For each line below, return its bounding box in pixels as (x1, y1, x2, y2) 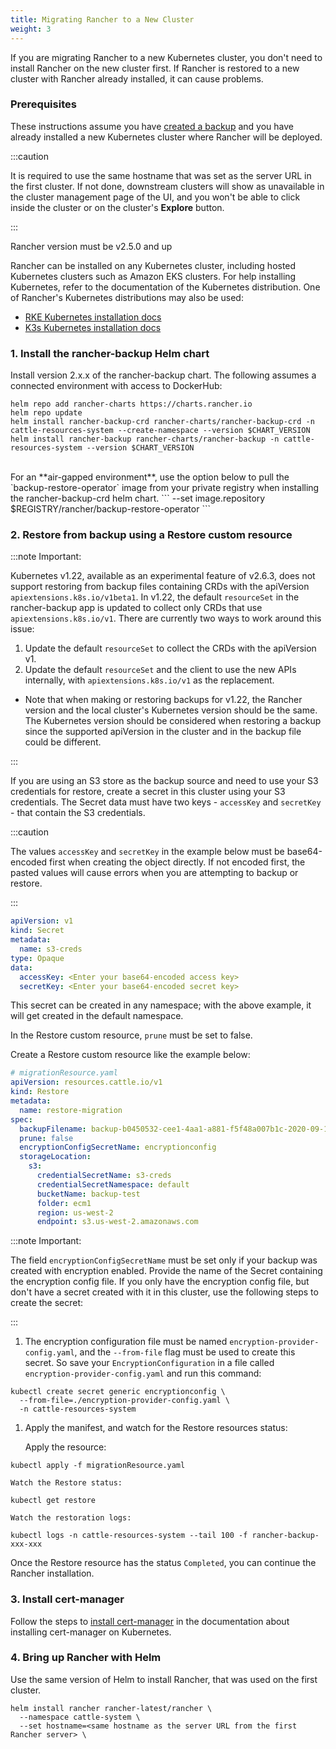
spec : (10, 1114, 33, 1125)
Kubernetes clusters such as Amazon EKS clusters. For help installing (10, 270, 297, 282)
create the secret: (10, 1297, 84, 1309)
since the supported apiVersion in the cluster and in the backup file (24, 726, 302, 738)
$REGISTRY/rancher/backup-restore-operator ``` (10, 503, 211, 515)
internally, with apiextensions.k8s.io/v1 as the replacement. (24, 674, 275, 686)
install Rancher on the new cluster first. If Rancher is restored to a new (10, 62, 300, 74)
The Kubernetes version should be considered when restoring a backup (24, 715, 322, 727)
